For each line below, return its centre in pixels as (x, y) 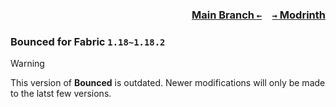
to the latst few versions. (61, 94)
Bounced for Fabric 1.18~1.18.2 (88, 41)
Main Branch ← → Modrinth (258, 15)
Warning (27, 64)
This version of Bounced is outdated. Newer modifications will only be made (168, 83)
